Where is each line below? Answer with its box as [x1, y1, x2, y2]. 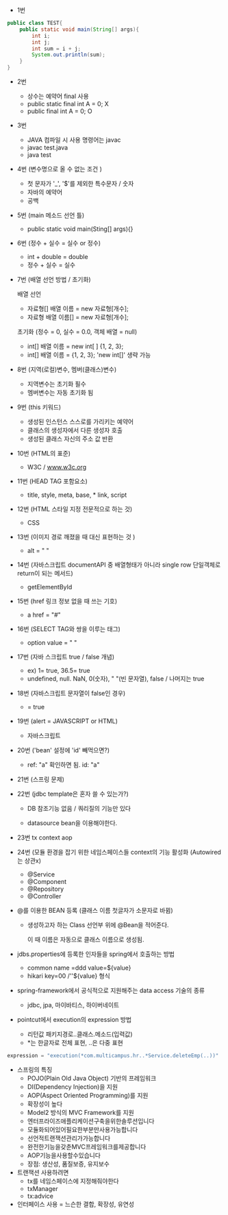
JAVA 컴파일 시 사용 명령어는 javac [27, 136, 121, 144]
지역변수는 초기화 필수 [27, 380, 87, 388]
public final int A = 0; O [27, 107, 92, 115]
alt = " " [27, 547, 49, 554]
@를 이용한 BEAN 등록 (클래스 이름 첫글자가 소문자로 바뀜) [16, 907, 173, 914]
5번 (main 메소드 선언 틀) [16, 211, 85, 219]
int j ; [31, 38, 51, 46]
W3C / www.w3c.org [27, 463, 87, 471]
